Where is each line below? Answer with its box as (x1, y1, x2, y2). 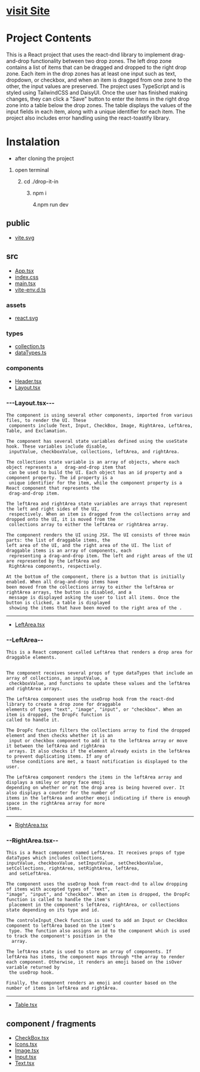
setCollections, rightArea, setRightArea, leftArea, (6, 865, 140, 871)
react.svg (14, 314, 39, 321)
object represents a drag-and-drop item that (6, 464, 127, 470)
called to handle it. (6, 717, 60, 723)
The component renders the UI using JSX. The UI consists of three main (6, 532, 190, 538)
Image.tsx (14, 1047, 39, 1054)
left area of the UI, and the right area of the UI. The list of (6, 542, 171, 548)
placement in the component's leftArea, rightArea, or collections (8, 902, 180, 908)
